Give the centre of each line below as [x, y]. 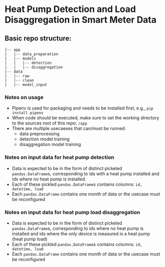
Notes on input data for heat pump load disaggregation [73, 212]
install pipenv [28, 113]
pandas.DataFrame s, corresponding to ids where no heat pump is [78, 228]
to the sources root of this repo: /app [50, 123]
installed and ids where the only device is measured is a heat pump [81, 233]
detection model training [44, 139]
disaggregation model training [50, 144]
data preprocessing [39, 134]
